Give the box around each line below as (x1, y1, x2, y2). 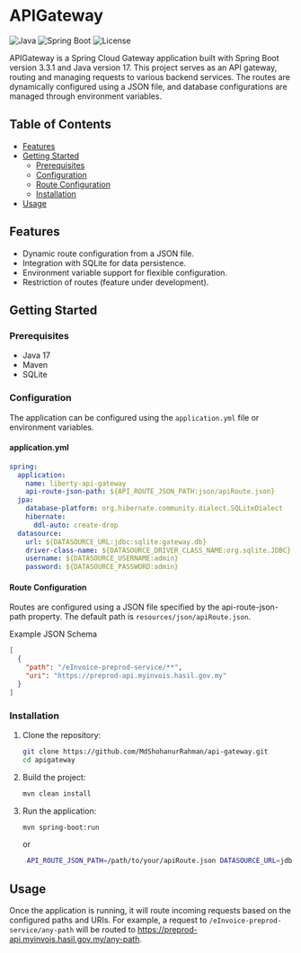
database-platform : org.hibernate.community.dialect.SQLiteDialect (25, 504, 283, 513)
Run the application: (22, 806, 97, 816)
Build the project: (22, 771, 86, 782)
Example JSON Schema (9, 628, 97, 639)
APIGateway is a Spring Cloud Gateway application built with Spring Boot (9, 52, 280, 63)
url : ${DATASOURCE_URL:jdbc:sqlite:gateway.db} (25, 537, 207, 547)
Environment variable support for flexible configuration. (22, 267, 227, 278)
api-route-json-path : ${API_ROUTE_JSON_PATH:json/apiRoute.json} (25, 487, 276, 496)
